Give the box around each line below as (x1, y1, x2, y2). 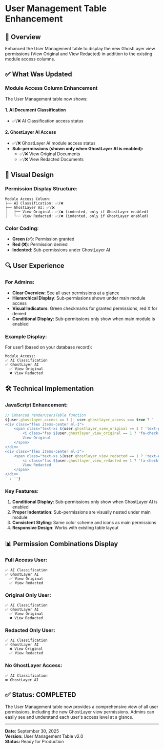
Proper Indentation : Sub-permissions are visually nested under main (12, 509, 151, 515)
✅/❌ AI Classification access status (12, 118, 84, 123)
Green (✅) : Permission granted (12, 236, 75, 242)
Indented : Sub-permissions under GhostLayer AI (12, 247, 111, 253)
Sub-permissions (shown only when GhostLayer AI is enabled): (12, 146, 143, 152)
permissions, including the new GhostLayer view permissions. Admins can (5, 709, 155, 715)
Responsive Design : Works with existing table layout (12, 525, 119, 531)
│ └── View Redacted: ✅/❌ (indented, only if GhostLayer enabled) (5, 213, 149, 219)
